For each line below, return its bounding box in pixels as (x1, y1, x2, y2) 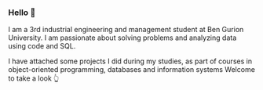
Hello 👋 (8, 7, 36, 18)
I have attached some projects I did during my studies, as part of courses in (8, 56, 253, 66)
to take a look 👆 (8, 74, 60, 83)
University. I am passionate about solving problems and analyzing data (8, 33, 237, 42)
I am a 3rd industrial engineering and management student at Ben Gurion (8, 25, 244, 34)
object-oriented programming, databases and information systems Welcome (8, 65, 255, 74)
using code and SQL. (8, 41, 76, 51)
